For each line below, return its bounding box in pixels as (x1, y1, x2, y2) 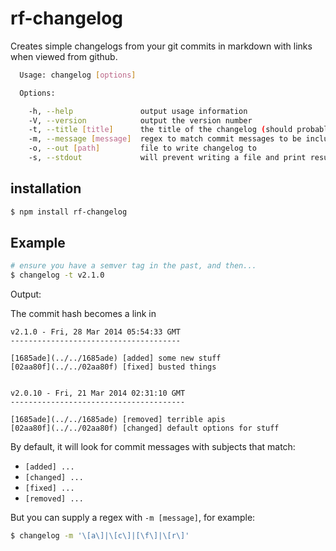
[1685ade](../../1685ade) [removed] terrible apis (10, 415, 226, 425)
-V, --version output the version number (28, 115, 253, 126)
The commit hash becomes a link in (10, 308, 157, 320)
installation (10, 180, 82, 197)
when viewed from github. (10, 50, 118, 62)
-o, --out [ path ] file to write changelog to (28, 143, 257, 154)
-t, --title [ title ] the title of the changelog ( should (28, 125, 293, 135)
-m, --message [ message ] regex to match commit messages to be (28, 134, 302, 144)
